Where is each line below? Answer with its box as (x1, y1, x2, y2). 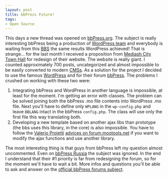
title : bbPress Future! (5, 12, 55, 17)
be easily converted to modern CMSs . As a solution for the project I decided (5, 67, 162, 73)
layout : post (5, 7, 32, 13)
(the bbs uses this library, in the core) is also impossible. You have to (12, 125, 154, 131)
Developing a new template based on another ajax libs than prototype (12, 119, 156, 125)
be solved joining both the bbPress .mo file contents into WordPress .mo (12, 98, 161, 104)
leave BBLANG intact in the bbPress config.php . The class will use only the (12, 109, 162, 115)
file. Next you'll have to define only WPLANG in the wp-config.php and (12, 103, 151, 109)
